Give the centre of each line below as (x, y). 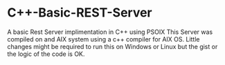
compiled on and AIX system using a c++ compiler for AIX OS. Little (103, 39)
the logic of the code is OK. (46, 54)
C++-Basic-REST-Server (80, 13)
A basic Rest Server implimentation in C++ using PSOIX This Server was (110, 32)
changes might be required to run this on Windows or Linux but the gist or (112, 46)
